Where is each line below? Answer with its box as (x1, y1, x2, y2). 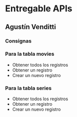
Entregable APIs (5, 3, 73, 14)
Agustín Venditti (5, 23, 56, 31)
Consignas (5, 38, 32, 44)
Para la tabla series (5, 84, 52, 91)
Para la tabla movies (5, 50, 55, 57)
